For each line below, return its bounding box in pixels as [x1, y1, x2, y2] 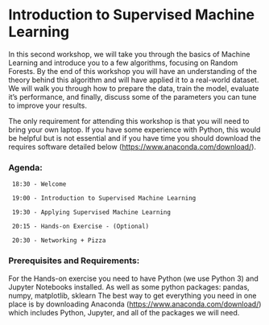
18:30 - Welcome [11, 180, 67, 188]
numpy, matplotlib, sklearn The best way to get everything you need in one [8, 290, 257, 300]
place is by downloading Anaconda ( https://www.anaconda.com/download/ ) [8, 299, 262, 309]
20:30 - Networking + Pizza [11, 237, 106, 245]
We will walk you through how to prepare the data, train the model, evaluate [8, 83, 259, 93]
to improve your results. [8, 101, 87, 110]
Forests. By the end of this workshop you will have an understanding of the [8, 66, 258, 76]
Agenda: [8, 162, 43, 173]
